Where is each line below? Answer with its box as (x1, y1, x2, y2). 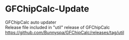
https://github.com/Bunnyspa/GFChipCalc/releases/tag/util (5, 29, 124, 35)
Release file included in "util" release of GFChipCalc (5, 24, 110, 30)
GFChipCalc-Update (5, 3, 89, 14)
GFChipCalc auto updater (5, 19, 56, 25)
